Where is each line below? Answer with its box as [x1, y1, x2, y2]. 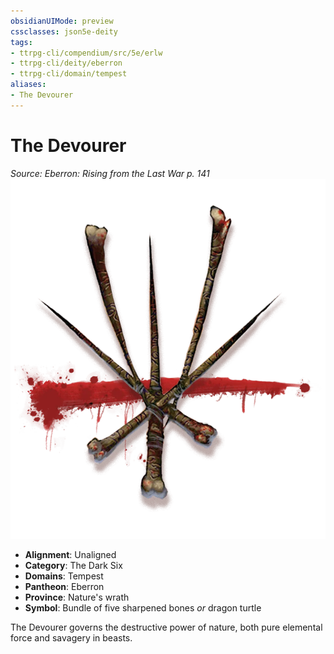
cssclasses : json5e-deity [10, 26, 118, 37]
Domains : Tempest [24, 570, 104, 582]
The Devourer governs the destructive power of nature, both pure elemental [10, 621, 323, 633]
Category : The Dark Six [24, 559, 123, 571]
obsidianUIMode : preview [10, 16, 114, 26]
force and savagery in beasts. [10, 631, 133, 644]
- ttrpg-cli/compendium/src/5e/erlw [10, 48, 163, 58]
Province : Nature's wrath [24, 591, 130, 603]
